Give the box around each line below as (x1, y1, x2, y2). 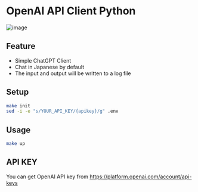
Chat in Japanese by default (14, 63, 85, 70)
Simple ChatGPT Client (14, 57, 72, 64)
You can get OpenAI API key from (6, 173, 88, 180)
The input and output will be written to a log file (14, 70, 131, 77)
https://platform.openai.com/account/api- (89, 173, 192, 180)
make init (6, 103, 31, 109)
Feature (6, 41, 36, 51)
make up (6, 141, 26, 147)
